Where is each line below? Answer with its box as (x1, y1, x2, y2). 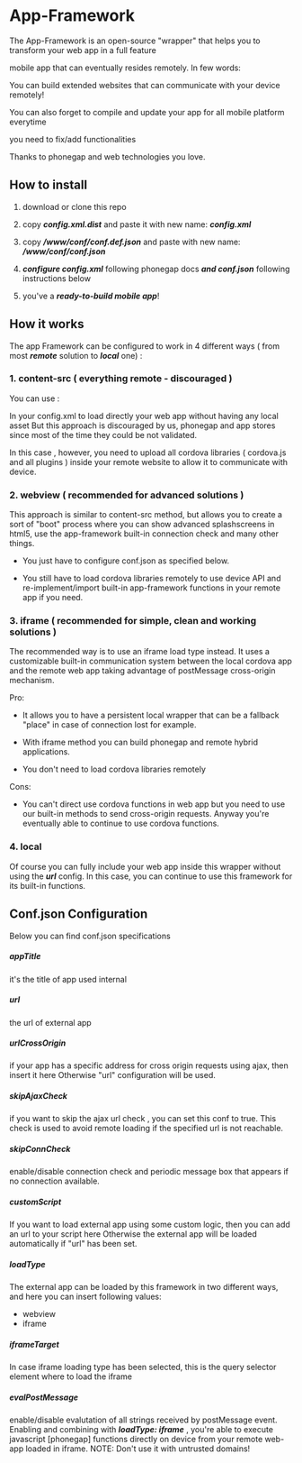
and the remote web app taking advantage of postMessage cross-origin (9, 665, 276, 676)
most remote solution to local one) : (9, 350, 143, 361)
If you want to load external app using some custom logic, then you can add (9, 1219, 290, 1230)
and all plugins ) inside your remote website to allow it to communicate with (9, 456, 289, 467)
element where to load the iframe (9, 1371, 133, 1382)
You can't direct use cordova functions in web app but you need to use (22, 799, 286, 809)
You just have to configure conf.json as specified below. (22, 555, 230, 566)
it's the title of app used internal (9, 974, 128, 984)
